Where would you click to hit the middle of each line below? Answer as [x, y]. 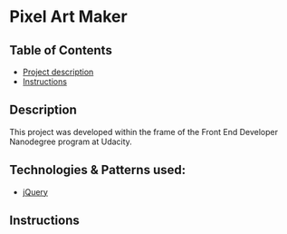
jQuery [35, 191]
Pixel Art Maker [69, 17]
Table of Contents [61, 50]
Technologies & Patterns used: [98, 170]
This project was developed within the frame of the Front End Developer [144, 132]
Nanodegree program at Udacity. [71, 141]
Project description [58, 72]
